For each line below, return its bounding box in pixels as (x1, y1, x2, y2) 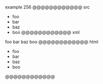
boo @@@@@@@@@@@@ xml (12, 29, 80, 35)
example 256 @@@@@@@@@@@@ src (5, 4, 90, 10)
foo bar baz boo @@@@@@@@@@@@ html (5, 39, 99, 45)
